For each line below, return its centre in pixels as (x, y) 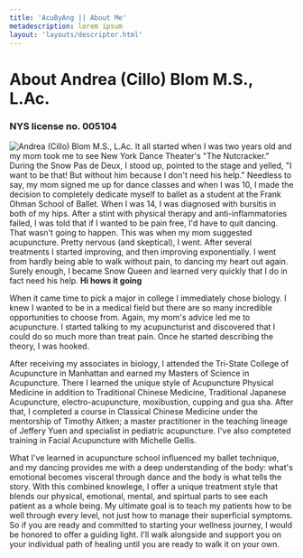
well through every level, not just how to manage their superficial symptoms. (151, 515)
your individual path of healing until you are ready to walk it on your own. (144, 544)
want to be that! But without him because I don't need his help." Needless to (151, 175)
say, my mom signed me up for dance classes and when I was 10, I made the (151, 184)
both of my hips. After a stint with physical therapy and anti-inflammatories (148, 213)
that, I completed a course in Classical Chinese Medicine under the (134, 411)
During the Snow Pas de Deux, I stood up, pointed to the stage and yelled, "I (151, 165)
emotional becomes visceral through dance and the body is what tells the (146, 477)
